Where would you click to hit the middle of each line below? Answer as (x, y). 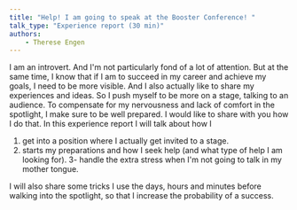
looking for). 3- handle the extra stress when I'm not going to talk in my (152, 159)
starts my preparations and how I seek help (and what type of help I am (152, 151)
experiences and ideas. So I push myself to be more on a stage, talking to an (149, 96)
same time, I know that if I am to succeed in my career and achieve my (138, 77)
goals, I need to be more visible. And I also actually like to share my (132, 86)
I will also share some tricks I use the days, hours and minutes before (135, 186)
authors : (25, 34)
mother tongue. (50, 169)
